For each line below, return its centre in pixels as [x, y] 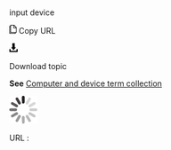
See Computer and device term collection [86, 83]
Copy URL [37, 31]
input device [32, 12]
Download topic [38, 67]
